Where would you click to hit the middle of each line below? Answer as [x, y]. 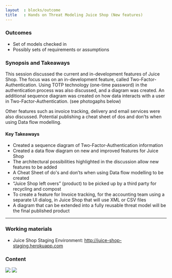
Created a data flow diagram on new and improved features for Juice [85, 151]
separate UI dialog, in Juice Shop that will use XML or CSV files [79, 200]
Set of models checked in [40, 44]
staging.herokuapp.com [38, 246]
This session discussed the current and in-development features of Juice [83, 74]
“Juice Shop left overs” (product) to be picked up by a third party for [84, 183]
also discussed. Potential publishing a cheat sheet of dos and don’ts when [83, 117]
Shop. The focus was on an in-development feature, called [67, 80]
